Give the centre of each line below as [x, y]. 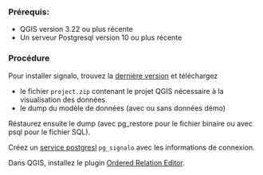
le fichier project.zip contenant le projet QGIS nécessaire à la [122, 91]
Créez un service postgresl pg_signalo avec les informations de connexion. [131, 147]
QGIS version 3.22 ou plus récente [76, 29]
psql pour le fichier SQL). [49, 132]
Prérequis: [29, 12]
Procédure [29, 58]
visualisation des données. [63, 99]
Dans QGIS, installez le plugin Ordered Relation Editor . [96, 162]
